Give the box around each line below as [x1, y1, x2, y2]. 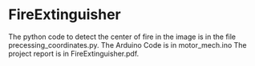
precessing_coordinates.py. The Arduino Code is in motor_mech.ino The [8, 40, 247, 49]
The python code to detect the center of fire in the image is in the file [8, 32, 237, 41]
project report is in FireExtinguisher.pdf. [8, 49, 140, 58]
